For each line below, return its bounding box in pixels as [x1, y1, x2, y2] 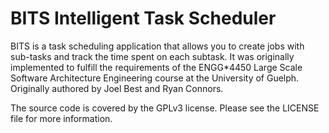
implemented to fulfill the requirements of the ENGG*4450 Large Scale [10, 61, 303, 73]
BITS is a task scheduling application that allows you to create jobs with [10, 40, 305, 52]
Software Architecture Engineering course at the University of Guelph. [10, 72, 300, 84]
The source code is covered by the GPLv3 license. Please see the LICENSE [10, 102, 320, 114]
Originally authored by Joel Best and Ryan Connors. [10, 82, 224, 94]
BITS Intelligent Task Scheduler [10, 7, 277, 30]
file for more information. [10, 112, 113, 124]
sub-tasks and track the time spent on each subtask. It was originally [10, 50, 295, 62]
